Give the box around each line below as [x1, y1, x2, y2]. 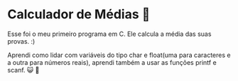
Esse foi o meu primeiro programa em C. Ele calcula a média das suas [7, 30, 212, 38]
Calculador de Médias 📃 [7, 6, 151, 23]
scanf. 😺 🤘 [7, 66, 40, 74]
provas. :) [7, 37, 36, 45]
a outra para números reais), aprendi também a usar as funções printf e [7, 58, 217, 66]
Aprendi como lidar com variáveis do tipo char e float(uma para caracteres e [7, 51, 231, 59]
